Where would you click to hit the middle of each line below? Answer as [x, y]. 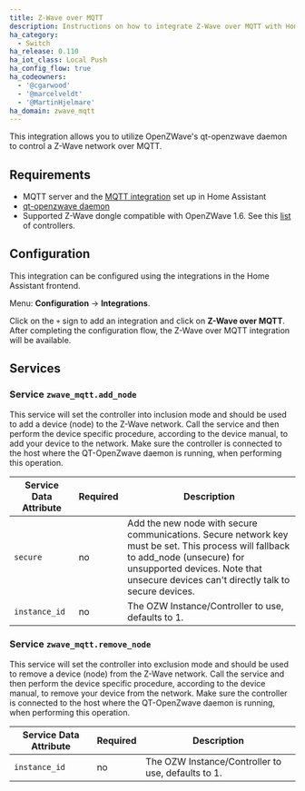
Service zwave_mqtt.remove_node [80, 644]
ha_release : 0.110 [44, 52]
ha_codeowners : [38, 77]
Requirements [50, 175]
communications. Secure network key [207, 534]
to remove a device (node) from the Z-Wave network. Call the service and [147, 674]
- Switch [34, 43]
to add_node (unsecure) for [186, 557]
